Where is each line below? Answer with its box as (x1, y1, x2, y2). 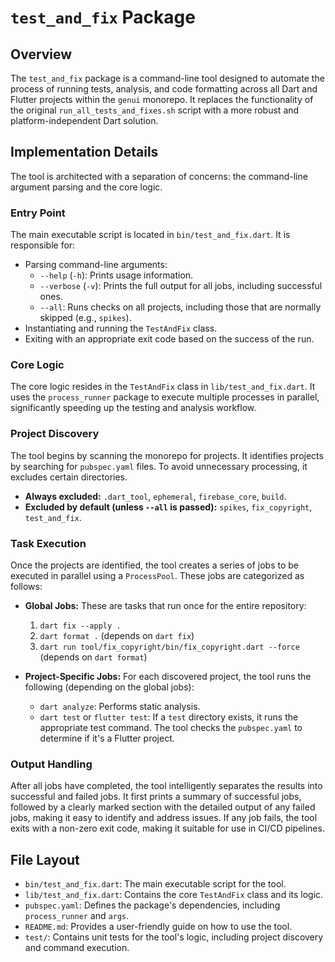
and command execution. (24, 942, 130, 954)
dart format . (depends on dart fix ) (39, 630, 195, 641)
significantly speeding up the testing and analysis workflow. (10, 402, 257, 414)
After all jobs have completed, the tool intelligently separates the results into (10, 780, 323, 792)
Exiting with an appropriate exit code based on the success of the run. (24, 333, 315, 345)
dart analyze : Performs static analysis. (39, 701, 201, 712)
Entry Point (10, 206, 66, 220)
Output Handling (10, 757, 93, 771)
